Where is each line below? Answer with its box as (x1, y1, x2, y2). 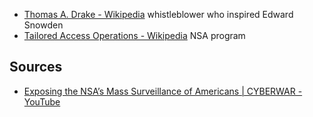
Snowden (23, 19, 64, 31)
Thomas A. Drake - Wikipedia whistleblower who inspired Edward (23, 9, 294, 20)
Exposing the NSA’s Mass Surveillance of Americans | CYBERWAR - (23, 85, 303, 97)
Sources (9, 59, 63, 76)
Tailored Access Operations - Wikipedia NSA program (23, 30, 246, 41)
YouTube (23, 95, 61, 108)
